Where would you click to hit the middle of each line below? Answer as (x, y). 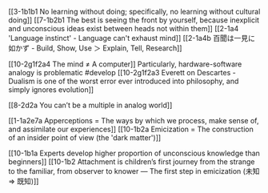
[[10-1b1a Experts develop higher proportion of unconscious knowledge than (134, 153)
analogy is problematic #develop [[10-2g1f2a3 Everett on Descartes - (122, 72)
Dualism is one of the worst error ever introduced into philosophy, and (124, 81)
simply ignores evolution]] (51, 90)
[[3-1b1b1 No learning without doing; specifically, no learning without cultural (134, 12)
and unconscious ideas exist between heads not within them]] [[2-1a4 (124, 28)
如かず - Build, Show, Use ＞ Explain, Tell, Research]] (95, 48)
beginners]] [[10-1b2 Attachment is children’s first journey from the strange (132, 162)
